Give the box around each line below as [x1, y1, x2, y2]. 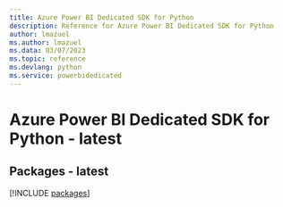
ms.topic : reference [9, 54, 87, 63]
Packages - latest [9, 164, 109, 179]
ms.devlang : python [9, 63, 82, 72]
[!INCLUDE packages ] [9, 187, 90, 198]
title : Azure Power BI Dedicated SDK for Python [9, 12, 194, 22]
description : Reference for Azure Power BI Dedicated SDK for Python [9, 21, 275, 30]
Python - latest [9, 128, 123, 148]
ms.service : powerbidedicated [9, 71, 123, 80]
